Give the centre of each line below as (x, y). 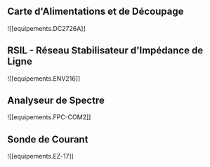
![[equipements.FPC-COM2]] (49, 117)
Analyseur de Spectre (56, 101)
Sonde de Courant (48, 139)
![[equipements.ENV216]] (44, 78)
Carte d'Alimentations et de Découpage (96, 12)
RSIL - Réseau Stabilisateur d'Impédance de (105, 51)
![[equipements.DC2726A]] (46, 28)
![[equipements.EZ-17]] (40, 156)
